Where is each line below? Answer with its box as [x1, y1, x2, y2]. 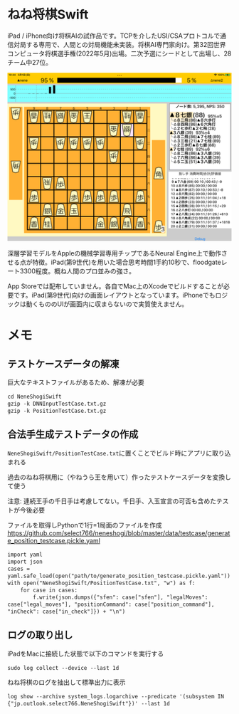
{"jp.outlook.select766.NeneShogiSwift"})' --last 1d [7, 700, 171, 707]
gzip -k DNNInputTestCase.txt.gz [7, 400, 107, 407]
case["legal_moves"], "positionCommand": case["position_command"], [7, 601, 215, 608]
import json [7, 558, 43, 565]
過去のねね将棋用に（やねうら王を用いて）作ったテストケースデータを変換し [7, 473, 231, 481]
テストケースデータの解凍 [7, 357, 119, 370]
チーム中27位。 [7, 58, 53, 66]
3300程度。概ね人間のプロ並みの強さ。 [19, 266, 135, 275]
